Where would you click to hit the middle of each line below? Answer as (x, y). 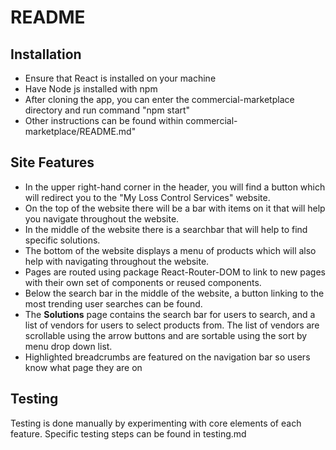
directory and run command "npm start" (107, 110)
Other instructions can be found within (104, 120)
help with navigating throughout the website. (117, 261)
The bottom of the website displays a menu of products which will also (170, 250)
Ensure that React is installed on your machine (120, 78)
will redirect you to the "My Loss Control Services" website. (147, 197)
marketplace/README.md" (80, 131)
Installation (46, 54)
